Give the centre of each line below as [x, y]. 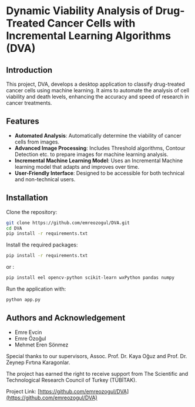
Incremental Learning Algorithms [89, 36]
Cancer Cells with [91, 23]
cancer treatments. [29, 103]
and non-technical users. [45, 179]
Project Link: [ [23, 391]
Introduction [29, 70]
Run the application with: [36, 289]
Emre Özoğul [30, 338]
